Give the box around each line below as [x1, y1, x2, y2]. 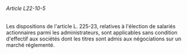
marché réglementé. [6, 42, 55, 49]
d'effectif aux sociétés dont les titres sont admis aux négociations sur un [6, 35, 182, 42]
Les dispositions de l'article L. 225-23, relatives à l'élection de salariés [6, 23, 176, 30]
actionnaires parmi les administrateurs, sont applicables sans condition [6, 29, 178, 36]
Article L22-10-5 [6, 5, 46, 12]
